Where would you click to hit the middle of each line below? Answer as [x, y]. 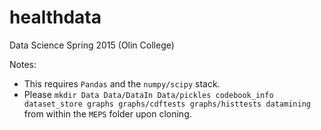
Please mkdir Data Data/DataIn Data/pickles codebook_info [148, 94]
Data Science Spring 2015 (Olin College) [92, 45]
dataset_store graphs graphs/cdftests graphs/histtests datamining [167, 104]
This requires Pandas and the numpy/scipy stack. [122, 83]
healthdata [55, 17]
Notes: [23, 64]
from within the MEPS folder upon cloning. [107, 113]
